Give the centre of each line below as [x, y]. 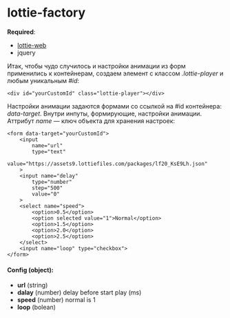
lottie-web [32, 45]
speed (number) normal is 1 [56, 300]
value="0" [46, 194]
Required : [21, 32]
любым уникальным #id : [43, 80]
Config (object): [30, 270]
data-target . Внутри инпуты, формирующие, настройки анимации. [104, 113]
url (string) [32, 286]
